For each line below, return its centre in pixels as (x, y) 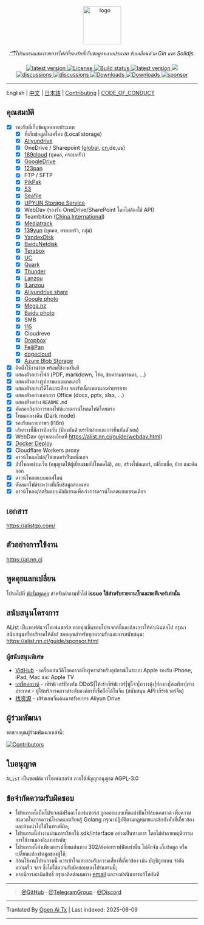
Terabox (35, 251)
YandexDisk (39, 237)
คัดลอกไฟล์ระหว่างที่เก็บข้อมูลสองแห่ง (52, 484)
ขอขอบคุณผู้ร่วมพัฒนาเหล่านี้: (35, 733)
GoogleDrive (40, 161)
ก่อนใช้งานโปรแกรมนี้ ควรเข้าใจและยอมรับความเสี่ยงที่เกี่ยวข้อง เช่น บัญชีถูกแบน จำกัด (100, 860)
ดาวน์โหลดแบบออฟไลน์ (39, 477)
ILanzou (34, 285)
